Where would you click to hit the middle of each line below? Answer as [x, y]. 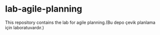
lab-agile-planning [44, 9]
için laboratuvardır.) [25, 27]
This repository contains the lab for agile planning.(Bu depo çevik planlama [80, 22]
